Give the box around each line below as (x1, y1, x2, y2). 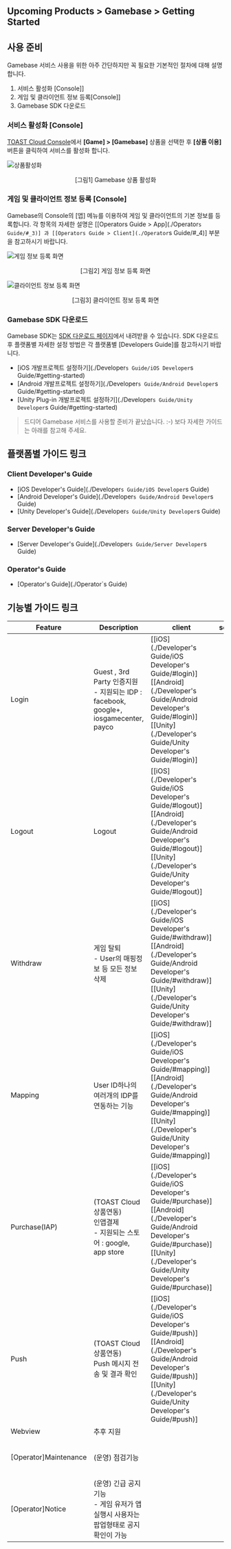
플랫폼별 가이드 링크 (7, 448, 87, 460)
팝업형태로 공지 (93, 1520, 140, 1530)
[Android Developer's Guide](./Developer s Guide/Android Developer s (16, 492, 214, 501)
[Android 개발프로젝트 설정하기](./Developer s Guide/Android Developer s (16, 379, 219, 388)
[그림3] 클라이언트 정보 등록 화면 (71, 296, 159, 304)
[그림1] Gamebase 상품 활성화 (74, 175, 157, 183)
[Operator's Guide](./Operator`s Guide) (16, 580, 128, 588)
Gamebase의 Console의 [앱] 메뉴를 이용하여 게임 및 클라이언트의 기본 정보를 (7, 211, 214, 219)
